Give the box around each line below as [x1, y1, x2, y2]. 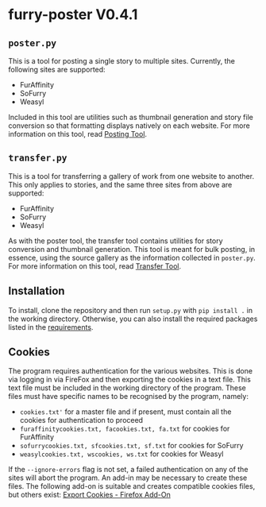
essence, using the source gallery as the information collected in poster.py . [8, 253, 256, 262]
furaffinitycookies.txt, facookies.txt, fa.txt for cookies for [19, 424, 230, 434]
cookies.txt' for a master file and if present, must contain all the [19, 407, 232, 416]
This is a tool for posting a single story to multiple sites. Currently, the [8, 56, 236, 65]
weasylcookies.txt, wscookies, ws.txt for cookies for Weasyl [19, 449, 224, 459]
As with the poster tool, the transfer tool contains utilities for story [8, 236, 223, 246]
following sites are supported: [8, 65, 106, 74]
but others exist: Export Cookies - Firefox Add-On [8, 490, 171, 500]
